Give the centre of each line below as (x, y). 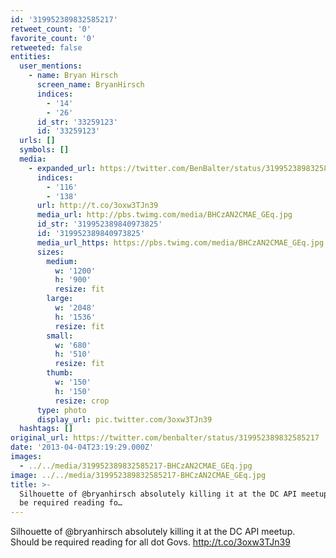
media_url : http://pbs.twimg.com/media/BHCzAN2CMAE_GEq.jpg (164, 215)
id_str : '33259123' (77, 122)
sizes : (50, 252)
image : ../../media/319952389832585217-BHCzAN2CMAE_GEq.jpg (138, 475)
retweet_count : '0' (51, 29)
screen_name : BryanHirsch (90, 85)
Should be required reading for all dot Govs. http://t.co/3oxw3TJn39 (150, 542)
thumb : (60, 373)
